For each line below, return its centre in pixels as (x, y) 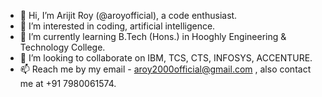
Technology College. (62, 47)
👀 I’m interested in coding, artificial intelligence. (117, 26)
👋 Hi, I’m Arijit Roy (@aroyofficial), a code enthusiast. (128, 15)
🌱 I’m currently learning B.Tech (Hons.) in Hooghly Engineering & (153, 36)
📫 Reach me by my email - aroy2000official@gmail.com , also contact (165, 69)
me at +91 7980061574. (68, 83)
